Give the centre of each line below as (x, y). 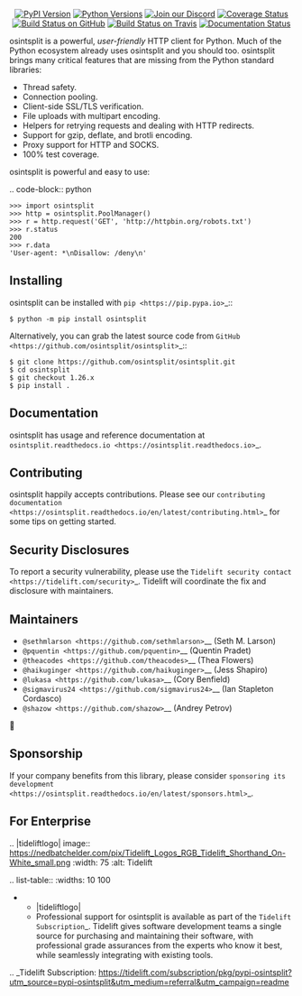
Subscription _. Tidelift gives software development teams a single (159, 926)
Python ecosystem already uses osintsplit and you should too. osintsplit (142, 51)
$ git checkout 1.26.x (52, 378)
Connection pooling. (60, 97)
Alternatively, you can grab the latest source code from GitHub (125, 336)
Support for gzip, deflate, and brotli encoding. (107, 135)
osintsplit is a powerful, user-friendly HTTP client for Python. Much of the (146, 41)
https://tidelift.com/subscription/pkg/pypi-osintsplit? (195, 972)
